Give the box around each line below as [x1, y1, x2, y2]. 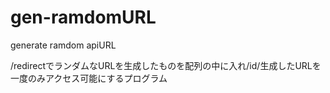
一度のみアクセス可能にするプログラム [10, 72, 168, 84]
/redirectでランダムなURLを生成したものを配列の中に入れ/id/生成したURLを [10, 59, 322, 71]
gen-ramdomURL [10, 6, 157, 29]
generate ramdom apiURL [10, 39, 117, 51]
